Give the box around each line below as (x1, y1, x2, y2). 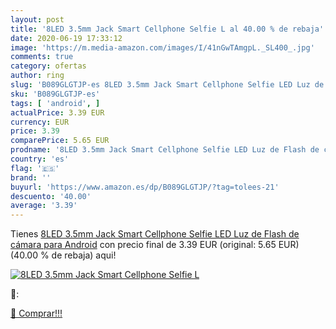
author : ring (10, 71, 65, 81)
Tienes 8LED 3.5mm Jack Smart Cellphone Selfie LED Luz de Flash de (10, 228, 300, 240)
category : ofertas (10, 61, 87, 71)
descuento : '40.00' (10, 191, 92, 201)
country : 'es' (10, 154, 70, 164)
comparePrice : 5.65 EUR (10, 136, 110, 146)
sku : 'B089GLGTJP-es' (10, 89, 101, 99)
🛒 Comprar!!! (10, 307, 63, 320)
